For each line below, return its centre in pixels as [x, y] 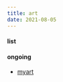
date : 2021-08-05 [32, 20]
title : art [23, 13]
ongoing [20, 57]
